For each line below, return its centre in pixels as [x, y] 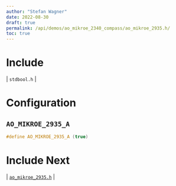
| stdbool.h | [21, 79]
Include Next [38, 161]
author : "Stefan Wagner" [37, 12]
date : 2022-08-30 [27, 17]
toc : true [18, 34]
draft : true [21, 22]
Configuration [41, 103]
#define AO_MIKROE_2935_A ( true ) [47, 137]
